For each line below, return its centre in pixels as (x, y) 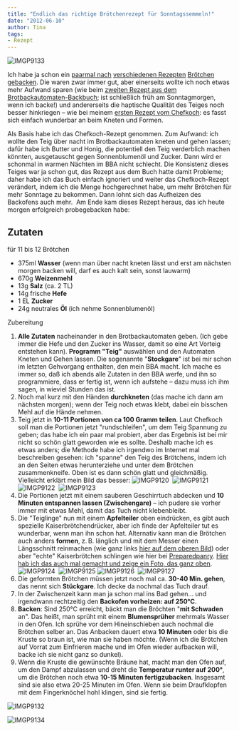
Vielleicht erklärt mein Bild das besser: (74, 480)
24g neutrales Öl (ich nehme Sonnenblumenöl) (86, 308)
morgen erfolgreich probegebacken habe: (69, 210)
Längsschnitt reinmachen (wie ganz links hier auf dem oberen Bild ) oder (123, 548)
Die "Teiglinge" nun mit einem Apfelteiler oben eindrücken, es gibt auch (123, 518)
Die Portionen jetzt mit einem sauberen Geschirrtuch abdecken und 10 (121, 495)
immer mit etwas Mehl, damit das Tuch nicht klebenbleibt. (102, 510)
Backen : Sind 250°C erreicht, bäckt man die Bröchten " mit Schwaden (120, 609)
